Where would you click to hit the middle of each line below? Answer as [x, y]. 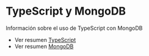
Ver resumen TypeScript [45, 40]
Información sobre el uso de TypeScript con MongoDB [74, 28]
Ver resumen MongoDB [44, 46]
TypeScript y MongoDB [66, 11]
